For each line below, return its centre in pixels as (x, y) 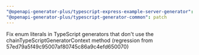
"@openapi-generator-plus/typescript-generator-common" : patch (87, 17)
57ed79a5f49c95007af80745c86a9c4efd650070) (68, 46)
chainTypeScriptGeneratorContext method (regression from (80, 40)
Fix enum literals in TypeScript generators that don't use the (80, 34)
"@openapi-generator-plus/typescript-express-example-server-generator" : (100, 12)
